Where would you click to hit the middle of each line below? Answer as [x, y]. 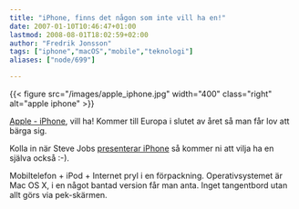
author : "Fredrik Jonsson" [61, 43]
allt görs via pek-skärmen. [58, 195]
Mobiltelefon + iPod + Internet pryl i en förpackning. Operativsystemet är [146, 175]
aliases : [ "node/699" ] [52, 60]
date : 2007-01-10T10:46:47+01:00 [73, 26]
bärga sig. [28, 131]
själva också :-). [40, 158]
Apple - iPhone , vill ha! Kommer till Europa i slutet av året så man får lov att [149, 121]
